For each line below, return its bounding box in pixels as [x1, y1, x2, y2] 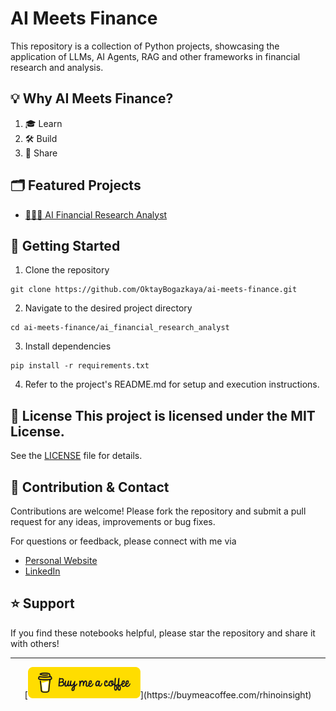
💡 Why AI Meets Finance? [10, 90, 174, 107]
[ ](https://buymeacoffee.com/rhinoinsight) [24, 689, 312, 701]
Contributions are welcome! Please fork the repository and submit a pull [10, 505, 307, 517]
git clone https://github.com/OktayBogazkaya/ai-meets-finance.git [10, 285, 298, 295]
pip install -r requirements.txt [10, 361, 150, 371]
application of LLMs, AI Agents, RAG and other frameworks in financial [10, 50, 301, 62]
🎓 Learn [24, 117, 63, 129]
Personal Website [24, 555, 98, 566]
